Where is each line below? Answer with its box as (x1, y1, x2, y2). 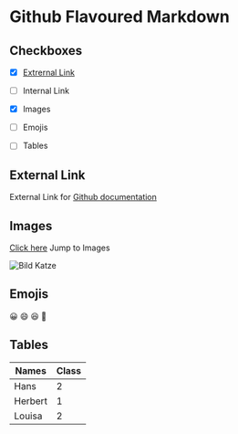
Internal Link (22, 85, 70, 97)
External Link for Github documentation (9, 192, 158, 203)
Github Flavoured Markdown (9, 6, 230, 27)
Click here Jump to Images (9, 242, 111, 253)
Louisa (14, 409, 43, 422)
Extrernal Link (22, 67, 76, 78)
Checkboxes (9, 43, 83, 58)
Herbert (14, 395, 48, 408)
